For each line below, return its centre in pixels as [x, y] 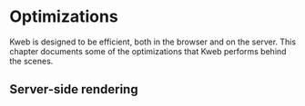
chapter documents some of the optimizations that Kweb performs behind [148, 51]
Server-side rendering [74, 89]
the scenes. [31, 61]
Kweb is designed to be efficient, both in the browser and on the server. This [153, 42]
